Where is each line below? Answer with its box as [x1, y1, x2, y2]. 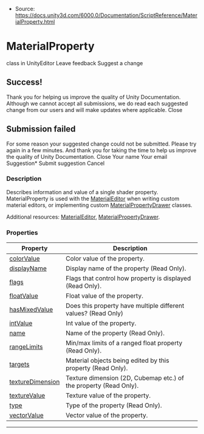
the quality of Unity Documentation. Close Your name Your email [6, 153, 168, 160]
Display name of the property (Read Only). [66, 264, 186, 273]
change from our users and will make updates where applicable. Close [6, 106, 183, 113]
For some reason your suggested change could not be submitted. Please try [6, 140, 197, 147]
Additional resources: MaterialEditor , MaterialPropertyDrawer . [6, 213, 160, 220]
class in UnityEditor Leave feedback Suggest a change [6, 59, 143, 66]
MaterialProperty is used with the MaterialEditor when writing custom [6, 195, 180, 202]
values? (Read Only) [66, 309, 123, 318]
